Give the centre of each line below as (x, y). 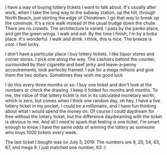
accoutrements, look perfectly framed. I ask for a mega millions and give (80, 70)
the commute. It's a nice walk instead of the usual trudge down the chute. (81, 23)
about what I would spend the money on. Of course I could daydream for (80, 111)
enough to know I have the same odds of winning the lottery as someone (80, 127)
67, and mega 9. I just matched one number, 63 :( (56, 147)
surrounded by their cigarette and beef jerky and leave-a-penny (71, 65)
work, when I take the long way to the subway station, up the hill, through (80, 12)
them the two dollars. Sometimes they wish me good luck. (65, 75)
